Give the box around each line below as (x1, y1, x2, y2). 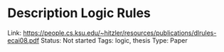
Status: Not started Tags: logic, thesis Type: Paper (41, 36, 188, 44)
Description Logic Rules (7, 5, 151, 21)
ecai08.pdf (7, 36, 40, 44)
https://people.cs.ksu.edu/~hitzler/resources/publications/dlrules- (23, 28, 217, 37)
